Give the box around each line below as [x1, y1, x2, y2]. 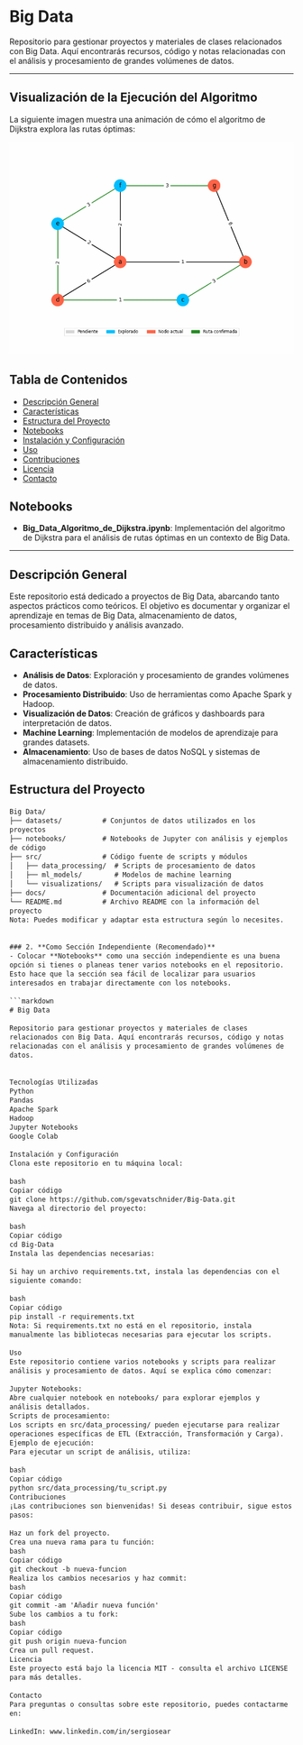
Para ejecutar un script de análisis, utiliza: [9, 1447, 192, 1456]
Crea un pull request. [9, 1646, 95, 1655]
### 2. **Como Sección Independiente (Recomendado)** [9, 942, 216, 951]
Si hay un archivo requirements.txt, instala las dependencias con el [9, 1267, 280, 1276]
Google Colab [9, 1132, 59, 1141]
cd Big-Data [9, 1240, 54, 1249]
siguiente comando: [9, 1276, 83, 1285]
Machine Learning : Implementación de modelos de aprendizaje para [22, 728, 279, 738]
